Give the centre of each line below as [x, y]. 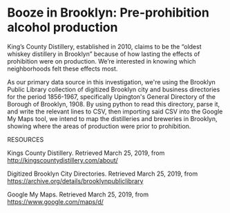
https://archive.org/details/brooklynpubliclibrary [75, 180]
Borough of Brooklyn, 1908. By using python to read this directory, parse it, [114, 104]
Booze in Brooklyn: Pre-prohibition [108, 13]
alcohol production [63, 27]
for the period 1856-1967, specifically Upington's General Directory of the [112, 96]
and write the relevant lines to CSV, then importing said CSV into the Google [115, 111]
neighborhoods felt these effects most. [63, 68]
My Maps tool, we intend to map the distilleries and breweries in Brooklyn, [112, 118]
